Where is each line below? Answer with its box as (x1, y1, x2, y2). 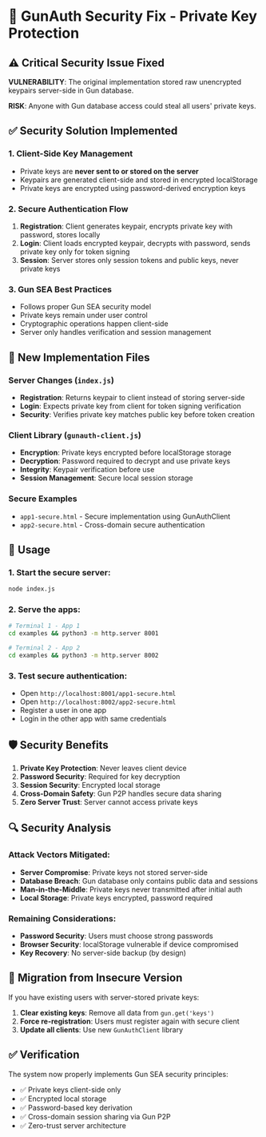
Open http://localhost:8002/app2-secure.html (19, 697, 177, 706)
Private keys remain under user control (19, 311, 148, 320)
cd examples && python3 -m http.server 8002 (8, 651, 159, 660)
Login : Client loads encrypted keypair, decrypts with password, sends (19, 238, 251, 248)
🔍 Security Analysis (8, 821, 112, 835)
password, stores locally (19, 229, 101, 239)
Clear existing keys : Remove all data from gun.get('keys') (19, 1008, 215, 1017)
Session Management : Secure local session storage (19, 473, 193, 483)
